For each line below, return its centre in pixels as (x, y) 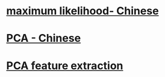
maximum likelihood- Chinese (82, 11)
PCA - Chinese (44, 38)
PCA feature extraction (65, 65)
